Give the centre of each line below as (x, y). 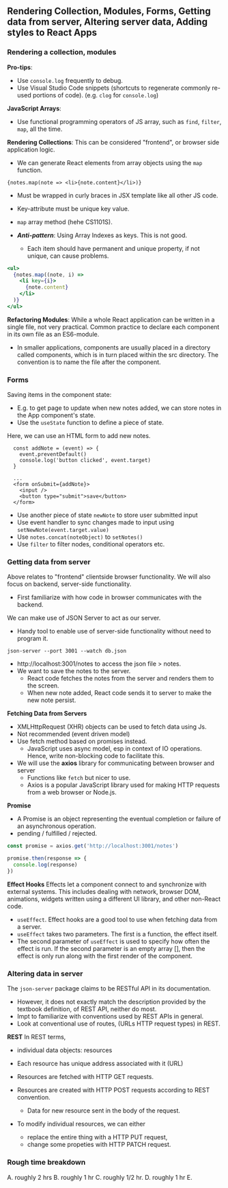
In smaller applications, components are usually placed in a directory (114, 347)
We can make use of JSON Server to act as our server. (84, 618)
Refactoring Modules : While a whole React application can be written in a (111, 319)
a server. (29, 926)
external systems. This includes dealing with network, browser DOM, (104, 891)
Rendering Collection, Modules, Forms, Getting (109, 11)
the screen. (43, 686)
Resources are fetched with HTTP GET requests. (85, 1077)
